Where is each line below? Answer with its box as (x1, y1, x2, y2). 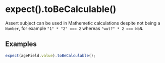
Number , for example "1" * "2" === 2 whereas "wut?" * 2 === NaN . (5, 25, 144, 31)
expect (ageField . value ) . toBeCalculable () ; (5, 53, 96, 58)
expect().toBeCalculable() (5, 3, 117, 15)
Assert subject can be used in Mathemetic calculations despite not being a (5, 20, 160, 26)
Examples (5, 40, 37, 48)
